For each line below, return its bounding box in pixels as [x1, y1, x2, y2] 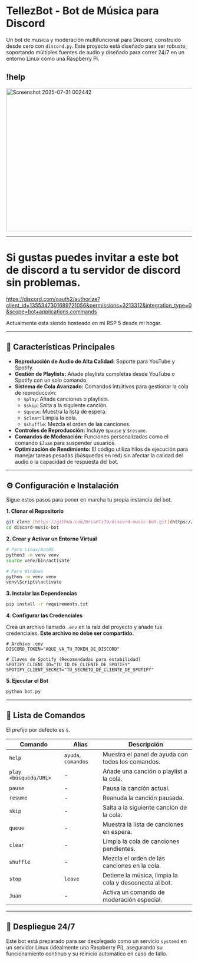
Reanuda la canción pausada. [102, 794, 184, 802]
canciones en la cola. [102, 862, 161, 870]
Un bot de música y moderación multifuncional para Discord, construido [6, 36, 181, 43]
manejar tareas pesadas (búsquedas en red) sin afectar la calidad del [14, 451, 183, 458]
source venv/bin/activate [6, 558, 70, 564]
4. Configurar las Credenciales [6, 612, 83, 619]
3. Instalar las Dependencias [6, 590, 78, 597]
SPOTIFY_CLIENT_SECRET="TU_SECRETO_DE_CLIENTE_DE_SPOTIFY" [6, 667, 154, 673]
